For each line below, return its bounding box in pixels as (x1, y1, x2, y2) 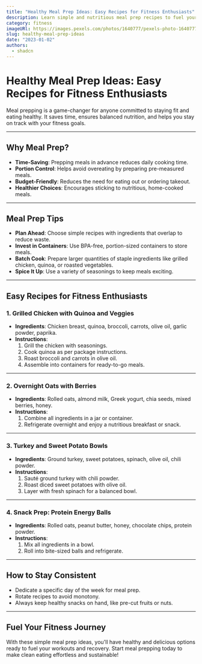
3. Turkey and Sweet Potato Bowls (6, 442, 108, 450)
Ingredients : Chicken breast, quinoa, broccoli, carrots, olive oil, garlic (14, 323, 188, 330)
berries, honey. (14, 402, 53, 409)
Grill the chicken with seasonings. (23, 342, 108, 349)
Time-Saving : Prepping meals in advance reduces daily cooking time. (14, 158, 188, 166)
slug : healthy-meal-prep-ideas (6, 31, 85, 37)
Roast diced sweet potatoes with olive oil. (23, 481, 127, 488)
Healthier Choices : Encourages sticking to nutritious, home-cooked (14, 184, 183, 191)
